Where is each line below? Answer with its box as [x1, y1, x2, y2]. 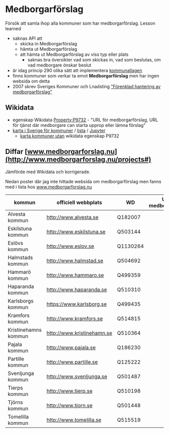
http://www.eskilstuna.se [46, 228, 106, 235]
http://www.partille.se [46, 358, 98, 366]
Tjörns [8, 399, 23, 406]
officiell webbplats [56, 199, 102, 206]
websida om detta [12, 78, 50, 84]
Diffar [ [5, 148, 28, 156]
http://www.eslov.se [46, 243, 95, 250]
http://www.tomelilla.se [46, 416, 102, 423]
